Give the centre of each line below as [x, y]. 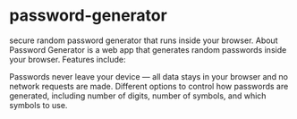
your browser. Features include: [68, 59]
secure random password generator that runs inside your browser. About [144, 40]
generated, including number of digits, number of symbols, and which [138, 96]
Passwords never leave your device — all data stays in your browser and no [149, 76]
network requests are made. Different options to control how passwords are [149, 86]
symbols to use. [38, 105]
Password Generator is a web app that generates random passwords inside [148, 49]
